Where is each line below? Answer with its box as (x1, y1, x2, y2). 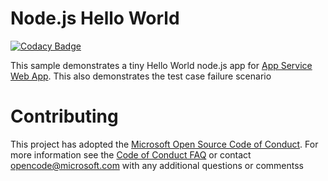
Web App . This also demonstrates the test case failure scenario (10, 70, 272, 82)
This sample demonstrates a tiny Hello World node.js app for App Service (10, 59, 313, 71)
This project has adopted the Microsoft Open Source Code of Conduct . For (10, 138, 319, 150)
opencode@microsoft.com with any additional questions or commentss (10, 159, 304, 171)
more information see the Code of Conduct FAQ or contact (10, 148, 252, 161)
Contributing (10, 105, 119, 128)
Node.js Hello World (10, 7, 180, 30)
